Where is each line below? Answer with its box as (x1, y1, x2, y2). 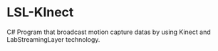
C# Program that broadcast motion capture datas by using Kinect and (6, 28, 211, 36)
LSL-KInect (6, 4, 74, 21)
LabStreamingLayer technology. (6, 35, 100, 43)
